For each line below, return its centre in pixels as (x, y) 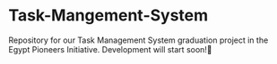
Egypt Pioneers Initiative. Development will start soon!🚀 (110, 49)
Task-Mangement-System (108, 16)
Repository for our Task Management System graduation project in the (138, 40)
